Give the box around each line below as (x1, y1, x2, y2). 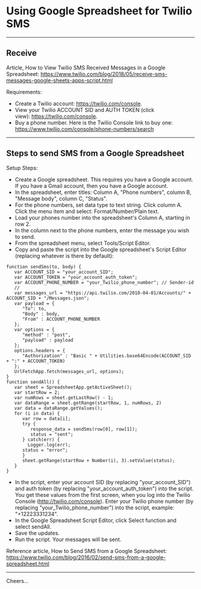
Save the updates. (14, 529, 60, 536)
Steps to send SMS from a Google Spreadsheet (6, 148, 184, 159)
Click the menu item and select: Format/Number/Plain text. (14, 208, 160, 215)
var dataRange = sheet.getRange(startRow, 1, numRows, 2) (14, 400, 162, 406)
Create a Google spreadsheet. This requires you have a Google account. (14, 175, 193, 183)
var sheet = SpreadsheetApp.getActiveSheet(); (14, 384, 133, 390)
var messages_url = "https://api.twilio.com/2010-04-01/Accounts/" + (14, 290, 191, 296)
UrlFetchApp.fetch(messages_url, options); (14, 368, 124, 375)
